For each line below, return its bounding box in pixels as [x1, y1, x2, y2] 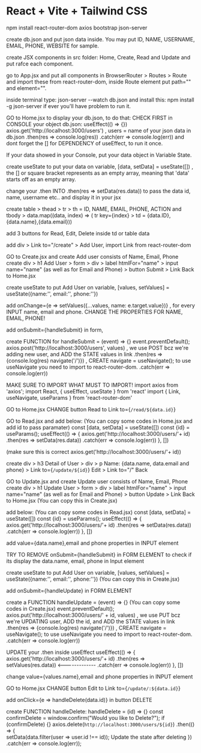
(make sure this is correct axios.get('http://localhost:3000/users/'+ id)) [6, 448, 182, 455]
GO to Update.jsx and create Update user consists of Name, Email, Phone [6, 477, 188, 485]
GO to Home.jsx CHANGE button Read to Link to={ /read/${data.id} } [6, 405, 176, 413]
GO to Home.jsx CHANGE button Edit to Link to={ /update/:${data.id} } [6, 685, 181, 692]
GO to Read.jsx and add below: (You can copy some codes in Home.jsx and [6, 417, 193, 425]
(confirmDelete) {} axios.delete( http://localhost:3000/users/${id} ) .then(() [6, 721, 195, 728]
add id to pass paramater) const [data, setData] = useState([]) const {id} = [6, 423, 190, 431]
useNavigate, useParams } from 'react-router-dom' [6, 394, 133, 401]
